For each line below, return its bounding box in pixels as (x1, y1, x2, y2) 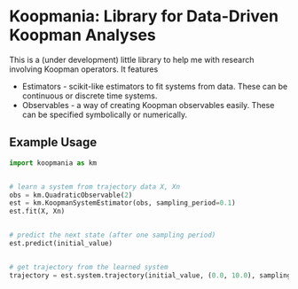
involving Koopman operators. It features (9, 64, 159, 74)
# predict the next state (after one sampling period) (9, 230, 216, 240)
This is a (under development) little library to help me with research (9, 54, 255, 65)
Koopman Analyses (9, 25, 157, 45)
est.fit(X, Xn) (9, 207, 66, 216)
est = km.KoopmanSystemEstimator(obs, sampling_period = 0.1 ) (9, 199, 237, 207)
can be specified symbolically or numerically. (21, 109, 188, 120)
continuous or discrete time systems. (21, 90, 158, 101)
